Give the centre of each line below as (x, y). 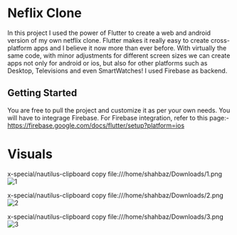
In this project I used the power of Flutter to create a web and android (109, 33)
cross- (220, 40)
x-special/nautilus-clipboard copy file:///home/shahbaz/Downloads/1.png (115, 174)
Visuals (30, 154)
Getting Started (42, 93)
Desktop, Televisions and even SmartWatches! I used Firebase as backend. (117, 70)
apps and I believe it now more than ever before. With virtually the (130, 48)
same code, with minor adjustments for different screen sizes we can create (119, 56)
